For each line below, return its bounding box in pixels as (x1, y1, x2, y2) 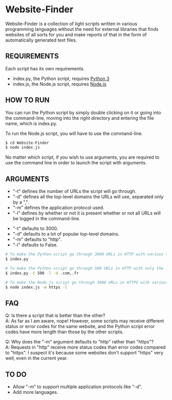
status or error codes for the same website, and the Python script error (5, 323, 155, 330)
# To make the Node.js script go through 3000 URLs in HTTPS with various (5, 280, 168, 285)
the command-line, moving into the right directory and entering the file (5, 115, 154, 121)
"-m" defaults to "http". (12, 236, 62, 242)
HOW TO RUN (5, 96, 50, 105)
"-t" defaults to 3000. (12, 225, 58, 232)
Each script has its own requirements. (5, 65, 85, 71)
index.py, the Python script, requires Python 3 (12, 75, 110, 82)
